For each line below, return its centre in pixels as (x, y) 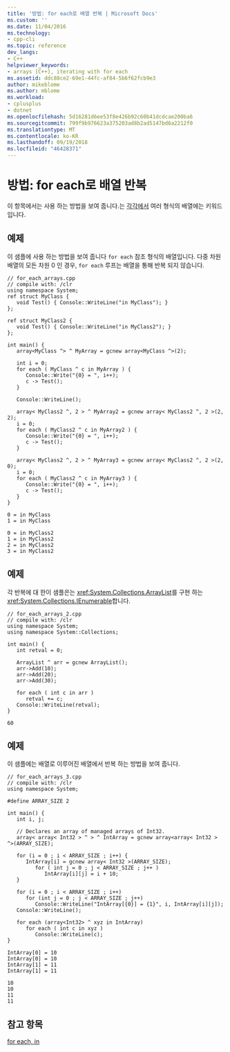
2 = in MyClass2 (30, 545)
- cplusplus (24, 104)
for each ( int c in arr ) (55, 693)
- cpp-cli (21, 40)
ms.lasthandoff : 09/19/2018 (48, 143)
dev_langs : (23, 53)
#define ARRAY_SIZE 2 (38, 801)
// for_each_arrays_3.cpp (44, 777)
